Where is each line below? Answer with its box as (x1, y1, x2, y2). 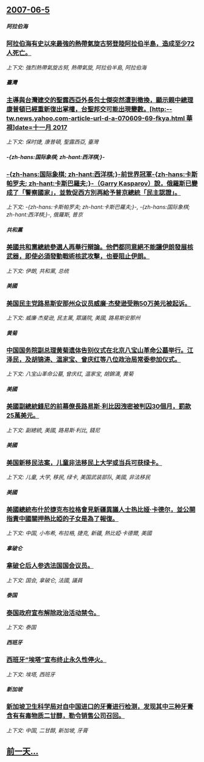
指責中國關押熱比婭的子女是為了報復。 (6, 515, 119, 523)
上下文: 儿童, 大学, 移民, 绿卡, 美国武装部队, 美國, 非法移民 (6, 474, 150, 481)
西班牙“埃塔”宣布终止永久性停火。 (6, 655, 107, 664)
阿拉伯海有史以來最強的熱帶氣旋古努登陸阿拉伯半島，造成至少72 (6, 40, 195, 48)
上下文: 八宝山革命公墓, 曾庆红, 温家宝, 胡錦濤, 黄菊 (6, 370, 134, 377)
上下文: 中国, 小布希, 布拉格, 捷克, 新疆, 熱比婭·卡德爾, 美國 (6, 530, 152, 537)
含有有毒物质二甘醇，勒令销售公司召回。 (6, 711, 125, 720)
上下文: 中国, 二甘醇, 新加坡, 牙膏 (6, 727, 88, 734)
